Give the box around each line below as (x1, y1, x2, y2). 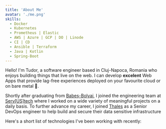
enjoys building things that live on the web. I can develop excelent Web (5, 73, 152, 79)
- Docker (9, 21, 28, 26)
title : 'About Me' (5, 7, 43, 12)
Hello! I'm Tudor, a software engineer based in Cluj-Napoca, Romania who (5, 67, 158, 73)
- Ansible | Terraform (9, 44, 57, 49)
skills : (5, 16, 21, 21)
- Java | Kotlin (9, 49, 43, 54)
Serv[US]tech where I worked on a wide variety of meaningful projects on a (5, 98, 161, 104)
